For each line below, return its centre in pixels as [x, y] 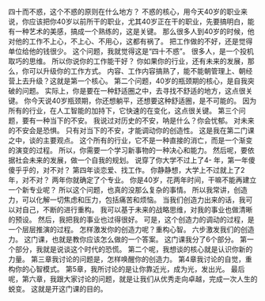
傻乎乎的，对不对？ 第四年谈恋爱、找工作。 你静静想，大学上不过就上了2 [127, 170]
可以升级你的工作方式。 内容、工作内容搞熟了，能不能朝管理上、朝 [137, 71]
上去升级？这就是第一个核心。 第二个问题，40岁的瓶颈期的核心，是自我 [131, 81]
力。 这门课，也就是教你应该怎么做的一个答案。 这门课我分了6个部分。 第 [128, 239]
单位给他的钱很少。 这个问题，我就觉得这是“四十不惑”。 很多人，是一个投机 [131, 51]
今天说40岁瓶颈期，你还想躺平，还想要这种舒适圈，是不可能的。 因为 [144, 101]
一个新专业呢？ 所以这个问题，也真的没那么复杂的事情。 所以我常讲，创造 [128, 190]
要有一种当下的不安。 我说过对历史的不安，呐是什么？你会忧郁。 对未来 [138, 120]
